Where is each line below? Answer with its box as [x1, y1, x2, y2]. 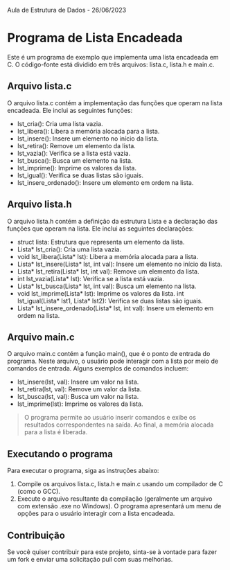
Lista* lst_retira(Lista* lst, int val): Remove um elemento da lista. [17, 267, 200, 276]
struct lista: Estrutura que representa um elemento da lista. [17, 238, 185, 246]
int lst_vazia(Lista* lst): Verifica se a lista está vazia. [17, 274, 164, 283]
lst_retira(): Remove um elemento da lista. [17, 141, 136, 150]
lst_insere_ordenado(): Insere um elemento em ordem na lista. [17, 178, 194, 186]
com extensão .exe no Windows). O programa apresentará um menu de [17, 502, 222, 510]
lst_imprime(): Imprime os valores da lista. [17, 163, 137, 172]
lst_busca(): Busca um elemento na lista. [17, 156, 133, 165]
